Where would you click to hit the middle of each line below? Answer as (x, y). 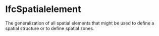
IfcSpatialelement (43, 9)
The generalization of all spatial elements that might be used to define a (80, 23)
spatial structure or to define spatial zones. (50, 28)
